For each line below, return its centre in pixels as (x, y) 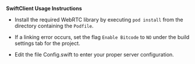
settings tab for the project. (47, 43)
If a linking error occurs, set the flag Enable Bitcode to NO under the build (102, 37)
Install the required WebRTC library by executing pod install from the (99, 19)
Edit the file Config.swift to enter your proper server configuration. (94, 54)
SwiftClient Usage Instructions (44, 8)
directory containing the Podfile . (54, 26)
